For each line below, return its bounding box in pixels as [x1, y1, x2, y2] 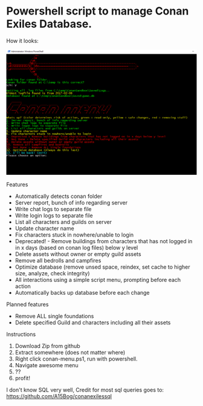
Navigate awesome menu [14, 362, 79, 369]
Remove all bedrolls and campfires [14, 257, 101, 264]
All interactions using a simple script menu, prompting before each [14, 277, 181, 284]
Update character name [14, 225, 74, 232]
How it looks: [6, 37, 39, 44]
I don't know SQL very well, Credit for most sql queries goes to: [6, 386, 164, 394]
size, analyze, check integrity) [14, 270, 90, 277]
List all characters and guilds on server [14, 218, 112, 226]
